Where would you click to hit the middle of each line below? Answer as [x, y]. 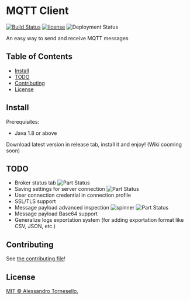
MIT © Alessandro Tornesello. [42, 291]
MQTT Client [37, 11]
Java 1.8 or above [36, 133]
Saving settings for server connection [60, 189]
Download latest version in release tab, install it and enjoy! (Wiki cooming [94, 144]
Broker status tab [35, 183]
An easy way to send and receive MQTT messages [67, 38]
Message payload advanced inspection [62, 208]
